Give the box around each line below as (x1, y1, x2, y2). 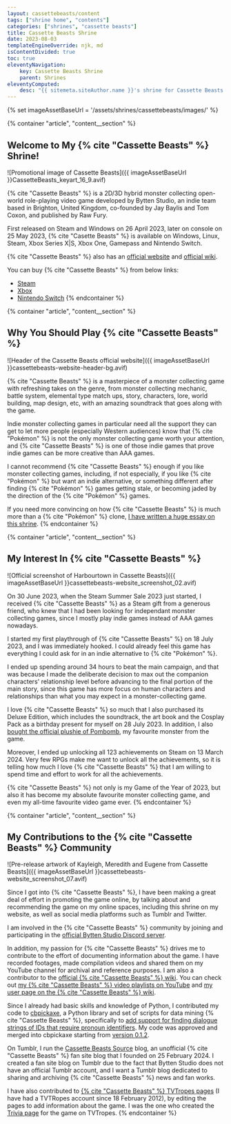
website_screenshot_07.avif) (7, 875, 88, 883)
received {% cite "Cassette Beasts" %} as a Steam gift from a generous (7, 599, 210, 608)
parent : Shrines (19, 74, 67, 81)
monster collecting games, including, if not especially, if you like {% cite (7, 470, 212, 478)
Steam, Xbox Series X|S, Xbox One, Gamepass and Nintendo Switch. (7, 239, 203, 247)
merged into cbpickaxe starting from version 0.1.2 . (7, 1031, 150, 1039)
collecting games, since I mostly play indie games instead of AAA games (7, 614, 214, 622)
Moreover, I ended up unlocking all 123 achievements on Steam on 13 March (7, 747, 223, 756)
